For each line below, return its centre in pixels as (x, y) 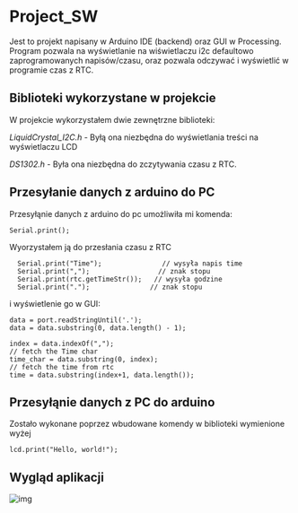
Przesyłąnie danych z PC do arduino (112, 402)
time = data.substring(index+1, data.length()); (102, 375)
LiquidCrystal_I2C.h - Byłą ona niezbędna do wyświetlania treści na (134, 137)
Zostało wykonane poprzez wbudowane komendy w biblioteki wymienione (147, 424)
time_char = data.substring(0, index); (84, 359)
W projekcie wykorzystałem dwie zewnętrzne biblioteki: (112, 119)
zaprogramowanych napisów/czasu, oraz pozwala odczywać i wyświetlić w (149, 60)
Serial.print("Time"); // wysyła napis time (130, 263)
